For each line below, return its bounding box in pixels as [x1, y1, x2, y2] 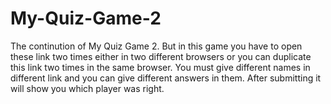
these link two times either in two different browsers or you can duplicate [10, 50, 312, 62]
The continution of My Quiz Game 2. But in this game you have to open [10, 40, 303, 52]
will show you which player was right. [10, 82, 165, 94]
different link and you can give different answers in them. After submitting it [10, 72, 322, 84]
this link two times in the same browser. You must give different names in [10, 61, 311, 73]
